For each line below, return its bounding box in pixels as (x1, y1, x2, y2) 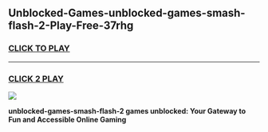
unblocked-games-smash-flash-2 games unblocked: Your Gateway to (8, 106, 246, 115)
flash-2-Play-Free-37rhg (8, 19, 134, 33)
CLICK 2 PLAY (8, 73, 64, 84)
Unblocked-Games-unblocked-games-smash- (8, 6, 246, 20)
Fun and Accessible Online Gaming (8, 114, 127, 124)
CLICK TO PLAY (8, 43, 70, 54)
